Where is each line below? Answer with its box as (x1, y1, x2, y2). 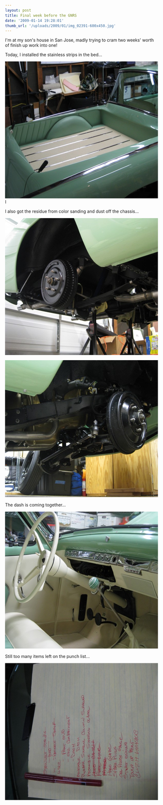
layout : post (5, 8, 32, 13)
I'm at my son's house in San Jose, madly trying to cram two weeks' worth (5, 37, 154, 43)
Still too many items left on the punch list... (5, 654, 90, 659)
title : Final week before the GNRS (5, 13, 77, 18)
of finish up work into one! (5, 42, 58, 48)
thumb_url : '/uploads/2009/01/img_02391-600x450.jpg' (5, 23, 116, 28)
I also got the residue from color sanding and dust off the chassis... (5, 208, 139, 214)
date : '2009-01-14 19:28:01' (5, 18, 64, 23)
